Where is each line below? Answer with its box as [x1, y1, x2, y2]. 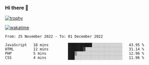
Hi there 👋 [5, 4, 29, 11]
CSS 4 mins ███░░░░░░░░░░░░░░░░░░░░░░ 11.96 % [5, 55, 145, 60]
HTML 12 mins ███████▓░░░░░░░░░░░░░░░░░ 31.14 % [5, 47, 145, 52]
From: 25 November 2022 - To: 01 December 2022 [5, 34, 103, 39]
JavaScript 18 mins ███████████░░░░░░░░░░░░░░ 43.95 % [5, 43, 145, 48]
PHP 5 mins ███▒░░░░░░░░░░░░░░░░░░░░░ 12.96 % [5, 51, 145, 56]
